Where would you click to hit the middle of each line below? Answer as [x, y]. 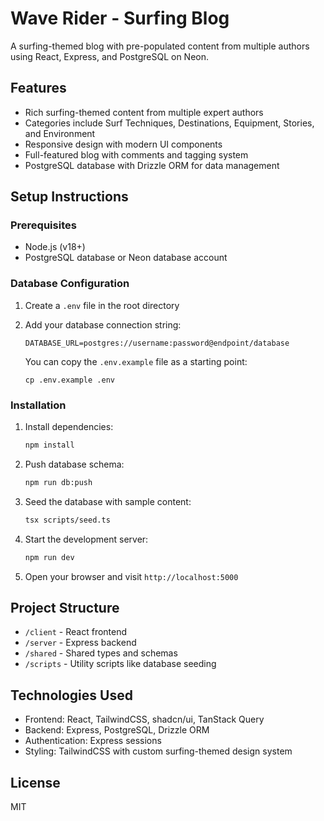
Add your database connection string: [103, 324]
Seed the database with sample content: [108, 501]
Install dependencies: [69, 427]
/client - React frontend [76, 632]
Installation [38, 405]
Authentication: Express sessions [93, 741]
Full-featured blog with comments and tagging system [136, 154]
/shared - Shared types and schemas [101, 653]
